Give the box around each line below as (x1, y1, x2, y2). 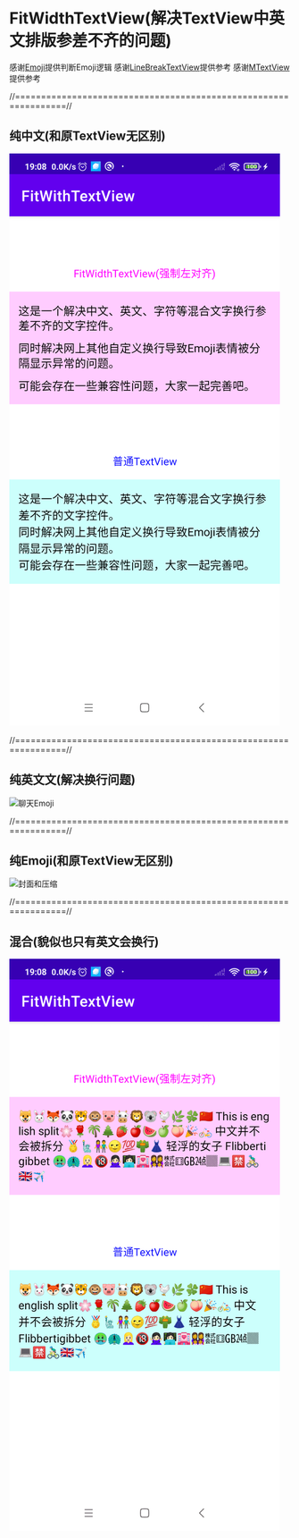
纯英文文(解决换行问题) (9, 773, 136, 788)
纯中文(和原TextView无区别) (9, 129, 166, 144)
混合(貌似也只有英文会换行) (9, 934, 159, 949)
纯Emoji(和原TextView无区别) (9, 853, 174, 868)
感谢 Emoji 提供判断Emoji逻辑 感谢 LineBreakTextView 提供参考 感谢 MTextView (9, 62, 290, 72)
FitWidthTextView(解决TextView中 (9, 8, 270, 29)
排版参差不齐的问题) (25, 30, 172, 51)
